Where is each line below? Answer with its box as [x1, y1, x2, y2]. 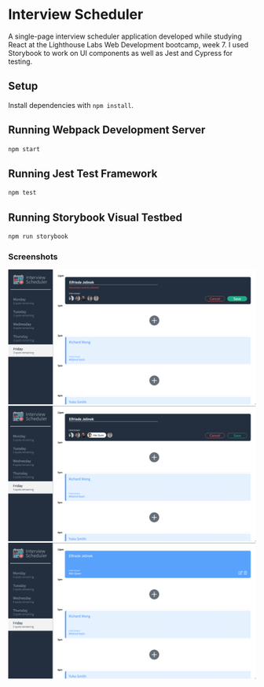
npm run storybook [8, 232, 68, 240]
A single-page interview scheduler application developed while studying [8, 32, 242, 41]
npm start [8, 145, 41, 153]
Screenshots [8, 251, 58, 262]
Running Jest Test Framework [8, 167, 158, 180]
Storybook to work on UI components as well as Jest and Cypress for [8, 48, 233, 58]
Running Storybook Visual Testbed [8, 210, 183, 224]
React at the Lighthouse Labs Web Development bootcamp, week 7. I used [8, 39, 249, 49]
